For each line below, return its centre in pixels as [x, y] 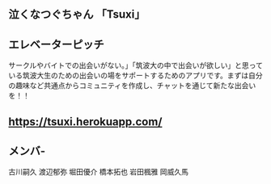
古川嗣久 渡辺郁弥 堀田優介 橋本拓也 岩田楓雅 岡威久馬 [98, 172]
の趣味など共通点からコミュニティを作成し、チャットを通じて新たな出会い [132, 86]
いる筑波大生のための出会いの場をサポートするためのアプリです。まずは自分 [135, 76]
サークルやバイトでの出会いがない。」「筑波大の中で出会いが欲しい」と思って [135, 65]
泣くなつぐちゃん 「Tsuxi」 [77, 15]
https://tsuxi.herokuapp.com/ [85, 121]
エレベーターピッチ [56, 44]
